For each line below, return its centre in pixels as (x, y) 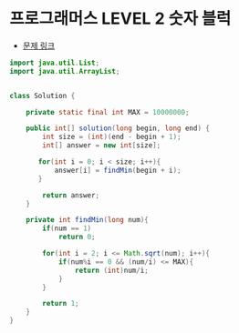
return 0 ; (77, 237)
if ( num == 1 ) (67, 228)
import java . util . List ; (55, 63)
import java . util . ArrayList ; (65, 71)
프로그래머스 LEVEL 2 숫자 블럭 (120, 19)
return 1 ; (61, 304)
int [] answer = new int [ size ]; (102, 146)
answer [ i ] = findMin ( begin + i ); (118, 170)
